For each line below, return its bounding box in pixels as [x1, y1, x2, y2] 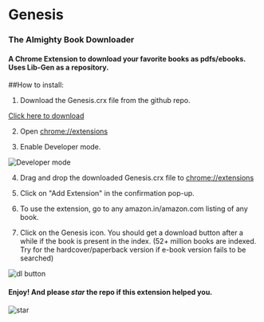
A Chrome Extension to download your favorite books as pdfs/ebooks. [8, 54, 246, 63]
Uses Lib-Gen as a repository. [8, 62, 109, 72]
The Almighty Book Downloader [8, 34, 135, 46]
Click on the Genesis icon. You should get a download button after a [19, 228, 243, 237]
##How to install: [8, 80, 64, 89]
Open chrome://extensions [19, 126, 108, 137]
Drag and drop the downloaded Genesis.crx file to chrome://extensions [19, 173, 254, 183]
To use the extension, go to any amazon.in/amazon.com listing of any [19, 204, 249, 213]
